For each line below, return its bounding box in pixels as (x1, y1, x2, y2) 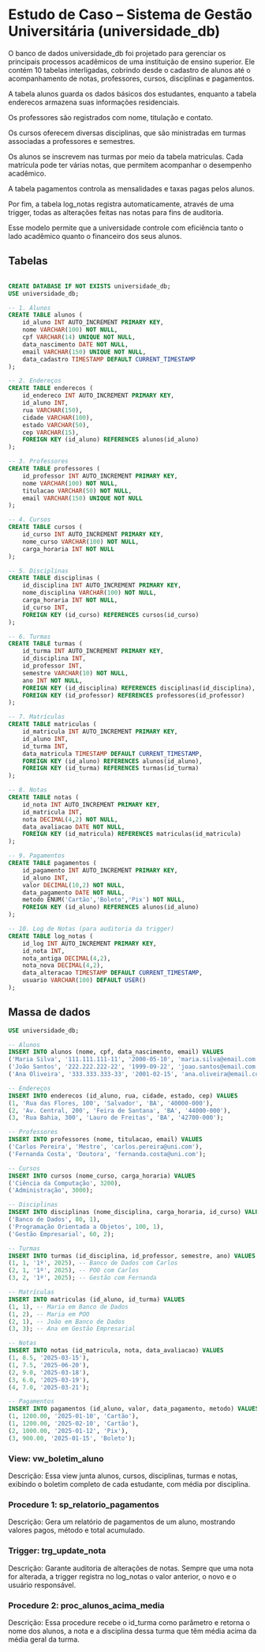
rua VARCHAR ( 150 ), (22, 406, 83, 414)
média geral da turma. (8, 1635, 80, 1644)
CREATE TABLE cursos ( (8, 524, 83, 531)
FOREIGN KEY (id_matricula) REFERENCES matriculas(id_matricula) (22, 830, 242, 838)
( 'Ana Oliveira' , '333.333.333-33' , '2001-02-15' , (8, 1070, 178, 1079)
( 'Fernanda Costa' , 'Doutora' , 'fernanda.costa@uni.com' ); (8, 1150, 207, 1158)
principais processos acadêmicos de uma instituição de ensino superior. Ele (8, 57, 255, 66)
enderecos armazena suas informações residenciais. (8, 97, 180, 107)
